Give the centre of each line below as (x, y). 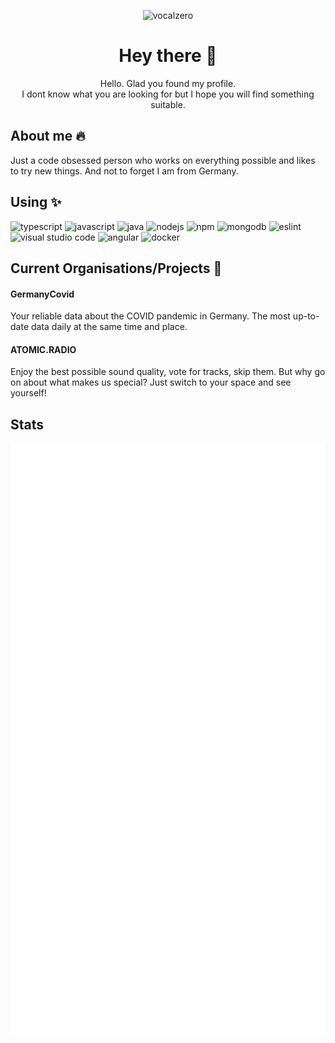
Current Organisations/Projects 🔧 (116, 268)
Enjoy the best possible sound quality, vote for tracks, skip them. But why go (168, 372)
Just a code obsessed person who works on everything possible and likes (163, 160)
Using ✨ (36, 202)
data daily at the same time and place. (109, 327)
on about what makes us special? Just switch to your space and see (151, 382)
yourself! (28, 393)
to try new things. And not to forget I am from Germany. (124, 171)
